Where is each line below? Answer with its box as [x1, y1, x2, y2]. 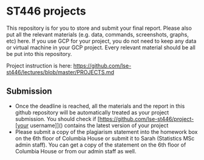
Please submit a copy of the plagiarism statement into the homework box [15, 128, 198, 135]
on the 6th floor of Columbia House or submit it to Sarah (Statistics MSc [15, 134, 195, 142]
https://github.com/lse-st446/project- [99, 115, 194, 122]
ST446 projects [6, 4, 86, 18]
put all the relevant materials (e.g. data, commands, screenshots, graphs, [6, 30, 189, 38]
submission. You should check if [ [15, 115, 100, 122]
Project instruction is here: [6, 62, 72, 69]
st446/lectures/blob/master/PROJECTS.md [6, 68, 114, 75]
